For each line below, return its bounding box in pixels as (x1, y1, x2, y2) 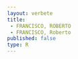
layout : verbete (7, 9, 53, 17)
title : (7, 16, 26, 23)
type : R (7, 41, 29, 48)
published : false (7, 35, 56, 42)
